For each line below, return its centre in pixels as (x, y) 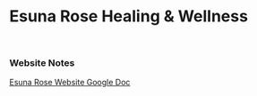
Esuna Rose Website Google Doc (70, 83)
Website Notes (42, 63)
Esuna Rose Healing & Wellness (129, 16)
